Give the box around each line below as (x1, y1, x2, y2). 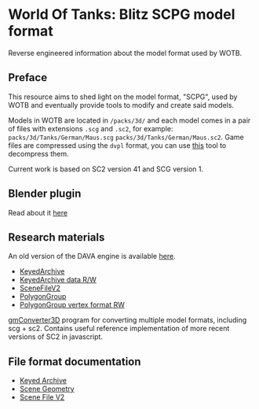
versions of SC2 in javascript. (8, 332, 104, 341)
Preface (8, 71, 48, 84)
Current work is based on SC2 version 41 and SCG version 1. (8, 164, 204, 174)
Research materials (8, 230, 105, 244)
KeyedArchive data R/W (19, 275, 97, 285)
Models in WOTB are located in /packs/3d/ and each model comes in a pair (8, 116, 251, 125)
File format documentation (8, 355, 141, 368)
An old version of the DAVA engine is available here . (8, 252, 176, 261)
